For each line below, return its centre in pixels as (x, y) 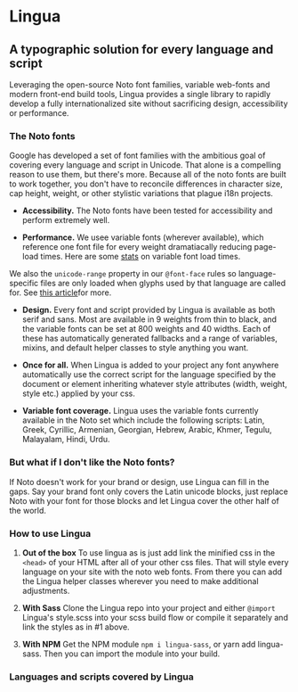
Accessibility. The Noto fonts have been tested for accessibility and (147, 210)
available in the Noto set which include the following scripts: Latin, (143, 420)
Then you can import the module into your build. (132, 654)
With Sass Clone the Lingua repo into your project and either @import (149, 607)
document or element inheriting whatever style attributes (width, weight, (154, 384)
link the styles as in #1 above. (76, 627)
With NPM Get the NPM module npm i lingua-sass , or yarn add (139, 644)
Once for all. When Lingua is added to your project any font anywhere (150, 365)
